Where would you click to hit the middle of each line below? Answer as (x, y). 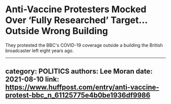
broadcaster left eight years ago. (39, 50)
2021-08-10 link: (32, 79)
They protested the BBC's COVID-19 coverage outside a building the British (84, 45)
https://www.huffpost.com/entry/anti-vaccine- (82, 87)
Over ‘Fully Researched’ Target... (76, 20)
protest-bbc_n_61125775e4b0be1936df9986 (78, 95)
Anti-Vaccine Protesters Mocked (76, 9)
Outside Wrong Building (57, 31)
